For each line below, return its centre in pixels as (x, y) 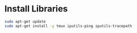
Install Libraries (36, 9)
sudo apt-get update (25, 22)
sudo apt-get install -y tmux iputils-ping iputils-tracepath (68, 26)
